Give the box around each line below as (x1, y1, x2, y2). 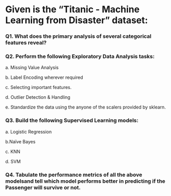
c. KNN (5, 148, 20, 155)
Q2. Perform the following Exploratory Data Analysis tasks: (5, 53, 155, 60)
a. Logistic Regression (5, 128, 52, 135)
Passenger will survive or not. (5, 184, 81, 191)
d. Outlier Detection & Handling (5, 94, 70, 100)
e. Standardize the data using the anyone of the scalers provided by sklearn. (5, 104, 166, 111)
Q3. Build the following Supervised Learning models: (5, 117, 139, 124)
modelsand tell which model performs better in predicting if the (5, 178, 166, 185)
